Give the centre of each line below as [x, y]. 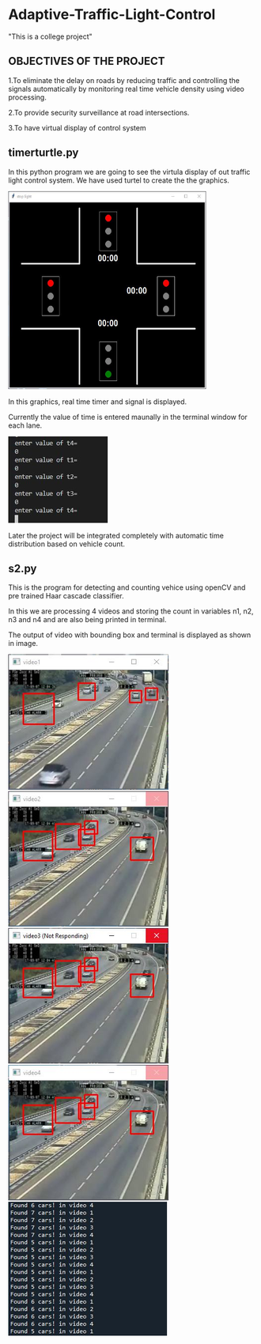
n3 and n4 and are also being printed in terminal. [87, 620]
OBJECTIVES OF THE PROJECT [87, 61]
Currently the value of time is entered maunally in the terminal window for [128, 417]
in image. [23, 644]
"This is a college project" [50, 36]
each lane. [25, 425]
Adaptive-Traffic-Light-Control [112, 15]
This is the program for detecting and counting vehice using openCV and [127, 587]
